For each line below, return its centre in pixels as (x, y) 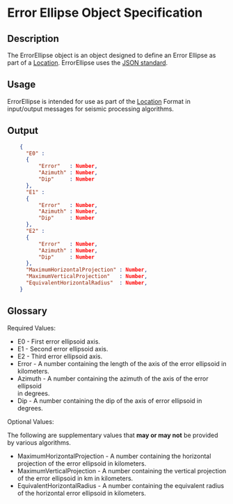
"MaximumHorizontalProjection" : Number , (87, 270)
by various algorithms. (39, 442)
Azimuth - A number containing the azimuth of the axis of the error (113, 379)
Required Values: (31, 328)
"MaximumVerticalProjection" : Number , (87, 277)
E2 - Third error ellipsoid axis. (60, 356)
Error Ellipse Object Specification (105, 13)
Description (33, 39)
